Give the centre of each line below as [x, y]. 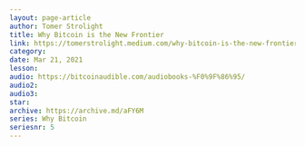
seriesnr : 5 [32, 128]
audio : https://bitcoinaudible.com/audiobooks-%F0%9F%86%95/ [128, 77]
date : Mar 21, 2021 [46, 60]
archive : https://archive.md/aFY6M [77, 111]
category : [28, 52]
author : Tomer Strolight [56, 26]
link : [20, 43]
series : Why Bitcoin [49, 119]
